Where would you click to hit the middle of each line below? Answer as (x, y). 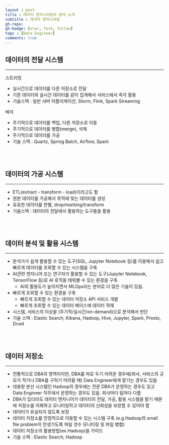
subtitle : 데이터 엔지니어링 (33, 19)
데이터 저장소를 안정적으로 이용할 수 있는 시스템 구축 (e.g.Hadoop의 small (85, 418)
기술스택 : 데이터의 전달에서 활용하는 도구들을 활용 (61, 211)
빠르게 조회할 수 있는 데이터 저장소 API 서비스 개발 (69, 299)
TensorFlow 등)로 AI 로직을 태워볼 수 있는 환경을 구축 (65, 280)
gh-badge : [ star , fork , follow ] (39, 29)
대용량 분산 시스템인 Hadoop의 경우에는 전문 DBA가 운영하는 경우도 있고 (83, 386)
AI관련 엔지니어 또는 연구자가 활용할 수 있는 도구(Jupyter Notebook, (80, 274)
